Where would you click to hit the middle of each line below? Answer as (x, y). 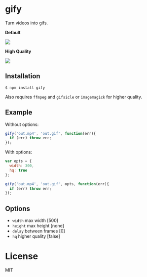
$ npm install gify (25, 88)
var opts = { (18, 161)
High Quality (18, 51)
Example (19, 112)
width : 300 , (22, 166)
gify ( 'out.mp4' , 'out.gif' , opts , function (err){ (57, 184)
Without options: (22, 124)
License (22, 256)
